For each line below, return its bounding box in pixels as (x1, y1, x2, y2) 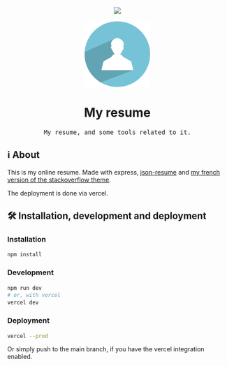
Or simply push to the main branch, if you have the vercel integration (7, 345, 205, 353)
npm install (7, 251, 42, 258)
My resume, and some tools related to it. (43, 128, 191, 136)
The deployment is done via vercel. (7, 189, 108, 197)
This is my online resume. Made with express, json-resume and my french (7, 168, 221, 176)
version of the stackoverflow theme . (7, 175, 112, 184)
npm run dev (7, 284, 42, 291)
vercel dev (7, 299, 39, 307)
